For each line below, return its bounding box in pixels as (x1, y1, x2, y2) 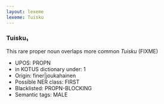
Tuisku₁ (6, 34, 29, 42)
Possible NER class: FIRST (14, 78, 80, 85)
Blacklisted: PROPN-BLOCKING (14, 84, 92, 91)
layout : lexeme (6, 8, 44, 15)
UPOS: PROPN (14, 59, 51, 66)
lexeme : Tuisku (6, 14, 44, 20)
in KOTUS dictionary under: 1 (14, 65, 86, 72)
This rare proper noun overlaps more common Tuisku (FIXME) (6, 47, 159, 54)
